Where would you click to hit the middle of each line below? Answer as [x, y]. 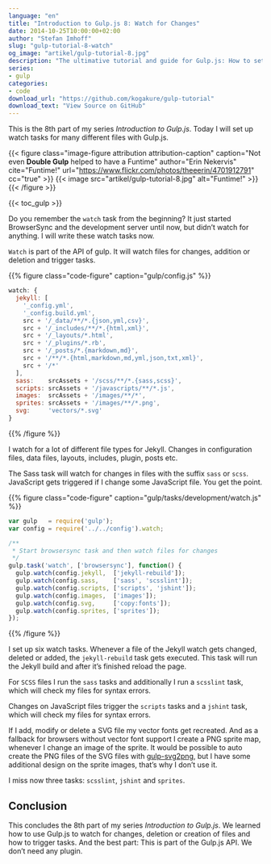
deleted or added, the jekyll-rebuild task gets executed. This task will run [133, 658]
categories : [28, 83]
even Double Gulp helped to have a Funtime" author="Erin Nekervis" [123, 161]
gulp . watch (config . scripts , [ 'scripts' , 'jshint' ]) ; [106, 588]
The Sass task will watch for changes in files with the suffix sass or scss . [128, 473]
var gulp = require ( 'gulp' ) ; [61, 521]
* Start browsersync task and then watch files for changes [115, 551]
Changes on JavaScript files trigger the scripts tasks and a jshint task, [128, 707]
